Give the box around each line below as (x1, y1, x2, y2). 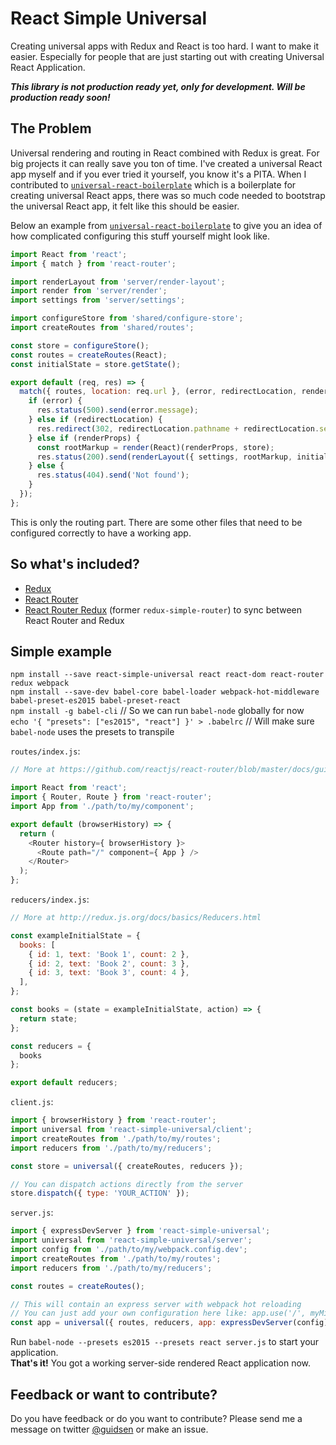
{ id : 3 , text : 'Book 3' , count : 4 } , (28, 968, 190, 978)
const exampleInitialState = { (10, 930, 141, 941)
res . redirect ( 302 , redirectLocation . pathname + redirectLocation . (36, 423, 320, 434)
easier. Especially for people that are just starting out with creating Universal (10, 50, 325, 62)
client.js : (10, 1096, 54, 1108)
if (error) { (28, 396, 83, 406)
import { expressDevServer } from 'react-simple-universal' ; (10, 1226, 271, 1236)
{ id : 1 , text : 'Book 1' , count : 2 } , (28, 949, 190, 959)
